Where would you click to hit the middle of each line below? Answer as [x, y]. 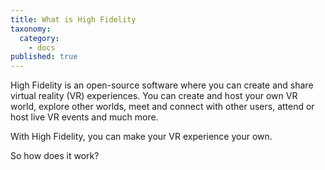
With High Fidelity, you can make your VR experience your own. [141, 137]
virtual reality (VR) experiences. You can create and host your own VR [154, 96]
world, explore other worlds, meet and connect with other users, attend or [162, 107]
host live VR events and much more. [84, 117]
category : [39, 38]
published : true [44, 57]
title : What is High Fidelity [73, 19]
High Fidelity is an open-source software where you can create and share [162, 85]
